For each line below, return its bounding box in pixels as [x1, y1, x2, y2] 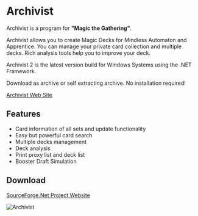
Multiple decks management [15, 138, 87, 145]
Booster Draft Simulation [15, 157, 77, 165]
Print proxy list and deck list [15, 151, 85, 158]
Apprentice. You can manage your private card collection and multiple [6, 43, 182, 50]
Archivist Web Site [6, 91, 53, 98]
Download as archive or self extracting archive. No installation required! [6, 79, 186, 87]
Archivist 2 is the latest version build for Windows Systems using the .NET [6, 61, 192, 68]
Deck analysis [15, 145, 51, 152]
